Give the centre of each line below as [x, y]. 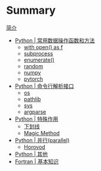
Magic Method [42, 133]
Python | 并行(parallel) [42, 140]
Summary [31, 10]
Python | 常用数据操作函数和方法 [55, 40]
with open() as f [43, 47]
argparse [35, 112]
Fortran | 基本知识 [36, 161]
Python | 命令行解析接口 [44, 86]
